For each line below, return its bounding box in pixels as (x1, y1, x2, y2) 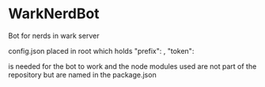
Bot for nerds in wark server (8, 31, 100, 40)
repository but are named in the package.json (8, 70, 157, 79)
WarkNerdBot (8, 5, 100, 23)
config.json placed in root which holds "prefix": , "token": (8, 46, 195, 55)
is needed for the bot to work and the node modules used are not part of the (8, 61, 257, 71)
